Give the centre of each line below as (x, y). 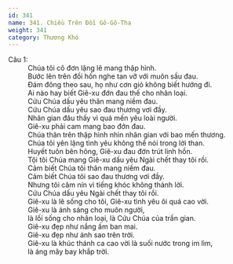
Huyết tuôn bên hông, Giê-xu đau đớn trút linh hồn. (110, 152)
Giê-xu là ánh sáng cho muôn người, (86, 210)
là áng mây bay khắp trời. (69, 251)
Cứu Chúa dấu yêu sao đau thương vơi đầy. (97, 110)
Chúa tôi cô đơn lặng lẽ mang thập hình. (92, 68)
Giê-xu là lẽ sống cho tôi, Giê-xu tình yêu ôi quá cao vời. (118, 202)
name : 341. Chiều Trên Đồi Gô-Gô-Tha (70, 23)
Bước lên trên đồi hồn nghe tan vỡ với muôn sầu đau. (113, 76)
